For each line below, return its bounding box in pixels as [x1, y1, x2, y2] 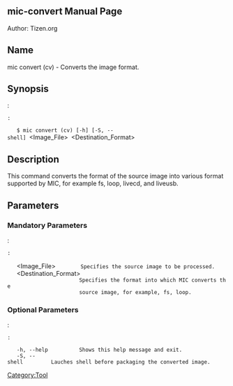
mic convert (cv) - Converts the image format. [7, 63, 140, 71]
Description [7, 153, 59, 165]
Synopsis [7, 83, 49, 95]
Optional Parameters [7, 304, 79, 314]
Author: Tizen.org [7, 24, 58, 32]
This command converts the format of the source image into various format [7, 172, 224, 180]
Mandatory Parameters [7, 220, 88, 230]
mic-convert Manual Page [7, 6, 123, 17]
